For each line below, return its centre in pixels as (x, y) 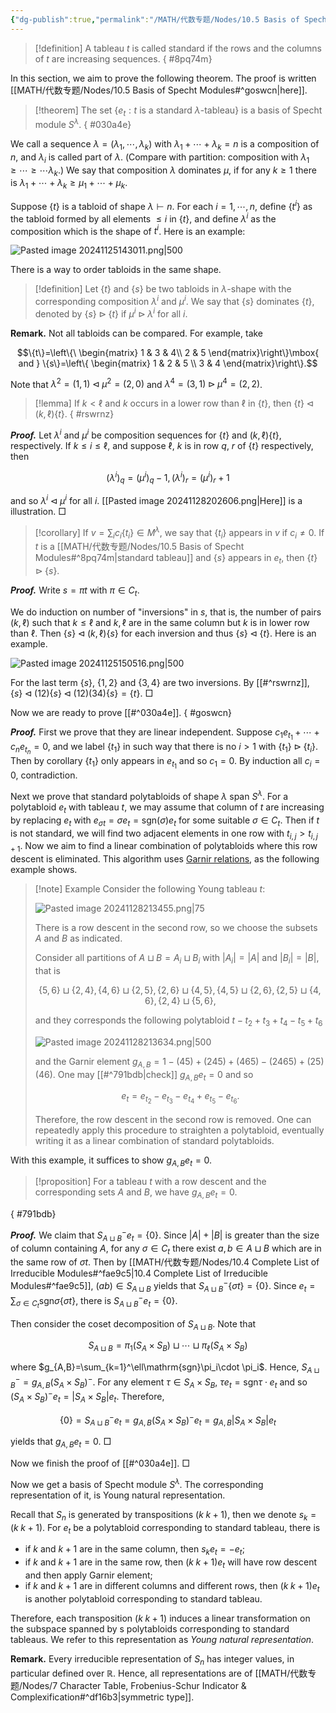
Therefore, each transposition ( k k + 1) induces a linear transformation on (160, 1618)
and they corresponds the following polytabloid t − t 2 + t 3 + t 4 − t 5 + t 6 (178, 1021)
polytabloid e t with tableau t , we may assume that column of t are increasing (167, 808)
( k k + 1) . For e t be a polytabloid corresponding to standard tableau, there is (165, 1528)
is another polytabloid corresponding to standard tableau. (143, 1598)
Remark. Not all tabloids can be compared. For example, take (137, 333)
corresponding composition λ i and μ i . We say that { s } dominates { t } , (174, 300)
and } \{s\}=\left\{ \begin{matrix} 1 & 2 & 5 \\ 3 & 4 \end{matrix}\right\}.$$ (168, 363)
